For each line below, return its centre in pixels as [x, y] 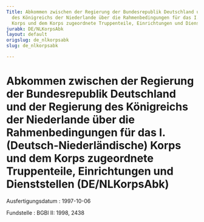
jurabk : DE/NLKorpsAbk [35, 29]
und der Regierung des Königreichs [97, 107]
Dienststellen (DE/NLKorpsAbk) [88, 184]
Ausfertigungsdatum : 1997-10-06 [49, 201]
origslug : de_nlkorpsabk [38, 40]
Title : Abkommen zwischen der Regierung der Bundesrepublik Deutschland [100, 12]
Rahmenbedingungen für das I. [86, 133]
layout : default [27, 35]
